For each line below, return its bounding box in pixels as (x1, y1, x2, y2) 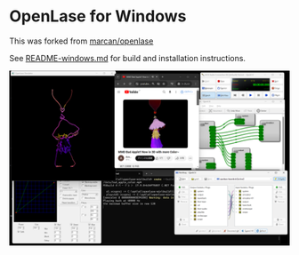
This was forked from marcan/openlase (9, 36, 154, 46)
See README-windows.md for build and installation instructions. (9, 52, 246, 63)
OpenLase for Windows (9, 6, 187, 27)
